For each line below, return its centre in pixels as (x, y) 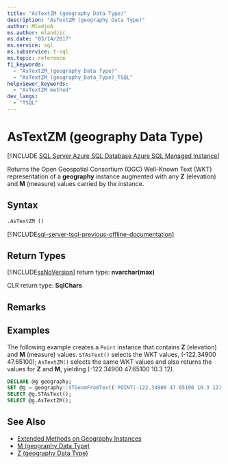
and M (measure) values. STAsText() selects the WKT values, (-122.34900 (112, 354)
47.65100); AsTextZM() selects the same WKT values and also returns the (110, 362)
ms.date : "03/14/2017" (39, 39)
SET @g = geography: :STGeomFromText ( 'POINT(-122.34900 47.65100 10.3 (109, 388)
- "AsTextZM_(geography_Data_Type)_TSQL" (73, 77)
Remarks (27, 307)
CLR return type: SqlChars (45, 286)
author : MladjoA (30, 26)
